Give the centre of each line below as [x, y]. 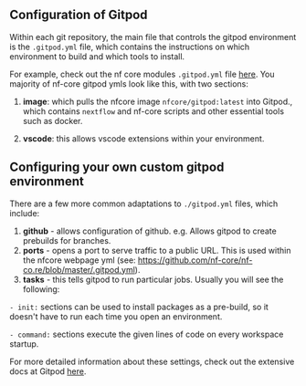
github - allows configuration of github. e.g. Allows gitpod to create [149, 231]
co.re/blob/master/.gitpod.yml [79, 269]
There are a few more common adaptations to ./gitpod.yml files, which [144, 203]
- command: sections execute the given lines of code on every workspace [147, 334]
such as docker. [53, 120]
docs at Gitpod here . [48, 371]
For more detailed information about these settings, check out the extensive [152, 361]
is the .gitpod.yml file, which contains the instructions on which [130, 47]
